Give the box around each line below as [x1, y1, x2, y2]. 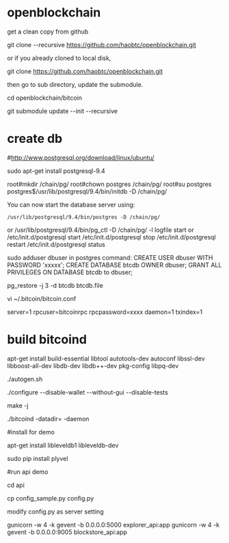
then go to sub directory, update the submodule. [7, 80, 144, 88]
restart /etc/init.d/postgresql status [7, 240, 106, 248]
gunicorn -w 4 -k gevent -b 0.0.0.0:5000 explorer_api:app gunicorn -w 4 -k [7, 520, 220, 529]
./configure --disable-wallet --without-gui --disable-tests [7, 388, 169, 396]
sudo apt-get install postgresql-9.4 [7, 166, 106, 175]
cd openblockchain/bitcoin [7, 94, 82, 102]
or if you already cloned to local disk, [7, 53, 111, 62]
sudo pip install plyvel [7, 454, 68, 462]
